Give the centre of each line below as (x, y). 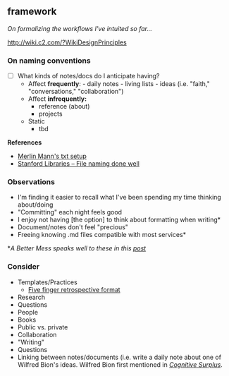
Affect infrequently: (57, 99)
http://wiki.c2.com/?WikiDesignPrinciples (67, 42)
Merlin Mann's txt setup (52, 156)
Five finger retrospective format (74, 289)
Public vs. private (43, 327)
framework (32, 12)
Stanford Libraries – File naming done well (78, 164)
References (25, 142)
